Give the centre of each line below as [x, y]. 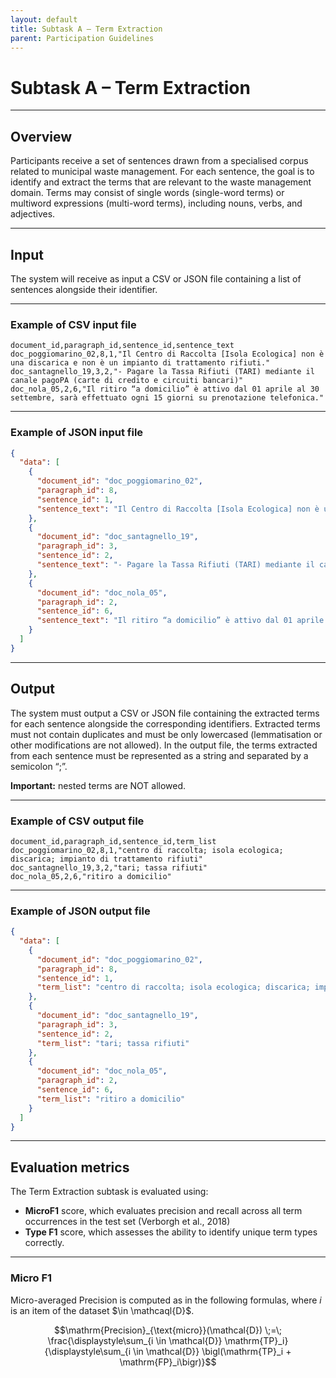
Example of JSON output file [80, 911]
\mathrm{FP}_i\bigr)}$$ [168, 1362]
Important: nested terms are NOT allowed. [98, 785]
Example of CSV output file [77, 821]
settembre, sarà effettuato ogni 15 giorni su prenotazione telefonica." [167, 398]
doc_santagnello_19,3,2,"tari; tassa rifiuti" [109, 867]
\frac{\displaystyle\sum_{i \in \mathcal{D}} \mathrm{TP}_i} [168, 1340]
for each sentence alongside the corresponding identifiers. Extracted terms [165, 723]
